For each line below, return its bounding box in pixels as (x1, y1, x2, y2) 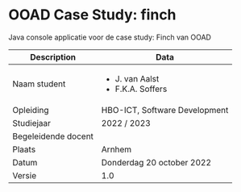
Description (30, 51, 77, 62)
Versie (12, 169, 37, 181)
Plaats (12, 144, 36, 155)
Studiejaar (12, 117, 51, 128)
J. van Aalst (114, 73, 160, 84)
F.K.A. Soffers (114, 83, 168, 94)
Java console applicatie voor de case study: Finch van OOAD (8, 32, 212, 42)
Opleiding (12, 104, 50, 115)
